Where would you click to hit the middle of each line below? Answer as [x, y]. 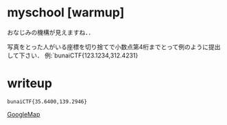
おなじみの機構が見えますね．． [51, 32]
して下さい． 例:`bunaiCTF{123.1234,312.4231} [73, 55]
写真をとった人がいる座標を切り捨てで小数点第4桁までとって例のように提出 [114, 46]
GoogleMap [24, 114]
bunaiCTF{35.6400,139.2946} [47, 101]
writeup [30, 84]
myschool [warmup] [66, 13]
